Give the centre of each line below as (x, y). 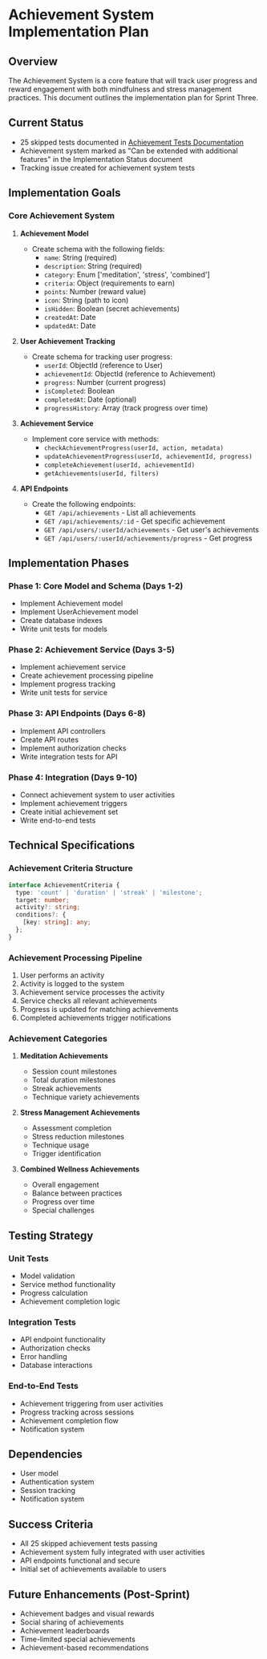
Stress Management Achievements (80, 1113)
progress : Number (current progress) (105, 382)
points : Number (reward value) (95, 291)
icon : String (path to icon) (86, 300)
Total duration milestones (74, 1080)
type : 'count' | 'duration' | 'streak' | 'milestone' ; (109, 892)
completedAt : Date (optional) (90, 399)
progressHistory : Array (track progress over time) (126, 407)
